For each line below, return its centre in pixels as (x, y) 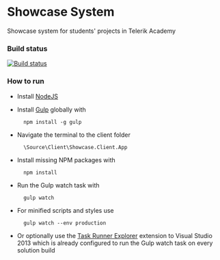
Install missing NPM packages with (66, 160)
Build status (27, 49)
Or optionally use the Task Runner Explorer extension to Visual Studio (115, 235)
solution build (36, 250)
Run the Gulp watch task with (58, 185)
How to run (26, 81)
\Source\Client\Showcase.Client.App (75, 147)
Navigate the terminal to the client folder (74, 135)
